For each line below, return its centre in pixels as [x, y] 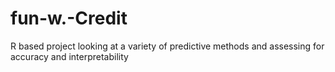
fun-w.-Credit [69, 18]
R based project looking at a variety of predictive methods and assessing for [167, 46]
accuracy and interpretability [69, 56]
